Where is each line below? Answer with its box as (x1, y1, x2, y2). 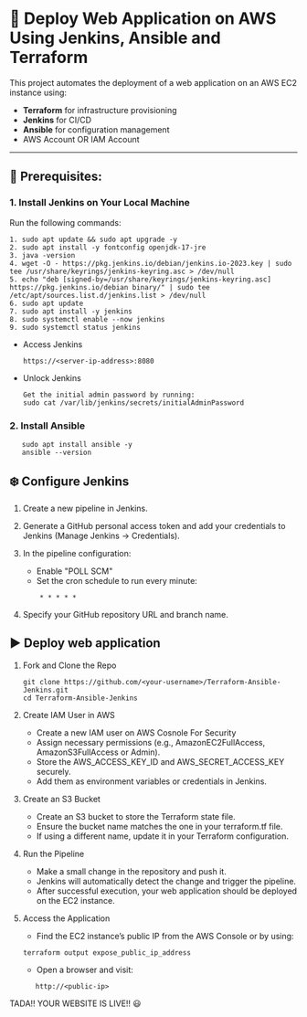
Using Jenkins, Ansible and (9, 27, 221, 48)
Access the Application (22, 913, 111, 924)
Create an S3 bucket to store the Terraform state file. (36, 810, 236, 821)
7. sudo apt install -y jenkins (9, 306, 132, 316)
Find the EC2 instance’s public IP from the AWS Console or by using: (36, 930, 294, 941)
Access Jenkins (22, 338, 83, 350)
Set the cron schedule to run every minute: (36, 575, 198, 586)
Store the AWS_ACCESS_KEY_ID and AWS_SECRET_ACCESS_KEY (36, 756, 285, 767)
